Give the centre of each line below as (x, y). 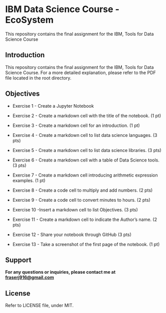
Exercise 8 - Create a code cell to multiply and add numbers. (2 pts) (82, 190)
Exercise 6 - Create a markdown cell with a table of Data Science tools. (86, 160)
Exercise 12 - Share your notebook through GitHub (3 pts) (72, 234)
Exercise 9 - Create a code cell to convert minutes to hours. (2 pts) (81, 200)
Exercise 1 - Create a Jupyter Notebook (53, 106)
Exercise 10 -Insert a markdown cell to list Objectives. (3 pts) (75, 209)
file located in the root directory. (38, 78)
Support (18, 260)
